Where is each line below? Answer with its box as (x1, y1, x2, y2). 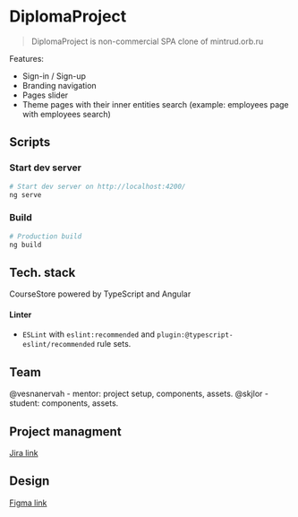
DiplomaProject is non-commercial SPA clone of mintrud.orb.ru (30, 36, 264, 47)
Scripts (9, 134, 51, 150)
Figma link (9, 497, 47, 508)
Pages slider (21, 90, 69, 100)
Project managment (9, 424, 123, 439)
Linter (9, 309, 32, 320)
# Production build (9, 231, 82, 241)
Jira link (9, 448, 38, 459)
